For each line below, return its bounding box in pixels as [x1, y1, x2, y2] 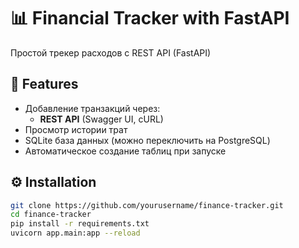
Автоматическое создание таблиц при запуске [24, 145, 227, 157]
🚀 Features [10, 76, 79, 93]
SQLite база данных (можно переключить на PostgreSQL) [24, 134, 271, 146]
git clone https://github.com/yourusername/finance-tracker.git [10, 200, 284, 210]
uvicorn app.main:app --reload [10, 228, 141, 239]
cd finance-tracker [10, 210, 92, 220]
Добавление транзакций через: [24, 102, 161, 114]
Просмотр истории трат [24, 123, 128, 135]
